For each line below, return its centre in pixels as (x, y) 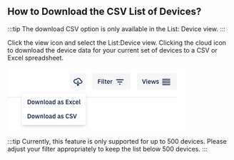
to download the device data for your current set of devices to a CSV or (112, 50)
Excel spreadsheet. (36, 58)
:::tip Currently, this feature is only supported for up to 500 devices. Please (117, 141)
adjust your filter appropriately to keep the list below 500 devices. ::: (108, 149)
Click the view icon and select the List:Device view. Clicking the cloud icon (117, 43)
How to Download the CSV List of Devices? (105, 12)
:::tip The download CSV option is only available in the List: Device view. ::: (117, 28)
